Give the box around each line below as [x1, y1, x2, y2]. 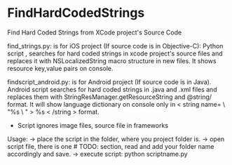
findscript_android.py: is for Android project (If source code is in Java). [7, 77, 212, 86]
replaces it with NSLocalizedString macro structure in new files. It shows [7, 56, 217, 65]
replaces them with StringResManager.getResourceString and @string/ [7, 93, 212, 101]
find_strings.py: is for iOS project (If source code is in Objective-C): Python [7, 41, 224, 50]
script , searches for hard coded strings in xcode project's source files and [7, 49, 223, 58]
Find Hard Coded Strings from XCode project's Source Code [7, 28, 182, 37]
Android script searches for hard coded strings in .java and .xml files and [7, 85, 217, 93]
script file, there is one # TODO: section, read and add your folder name [7, 142, 214, 150]
